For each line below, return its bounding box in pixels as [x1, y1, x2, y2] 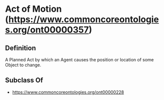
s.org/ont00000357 [5, 25, 89, 35]
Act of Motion [5, 3, 62, 15]
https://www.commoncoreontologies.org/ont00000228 [12, 89, 124, 95]
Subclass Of [5, 76, 43, 84]
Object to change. [5, 62, 42, 68]
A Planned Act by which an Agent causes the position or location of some [5, 57, 154, 62]
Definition [5, 44, 36, 52]
